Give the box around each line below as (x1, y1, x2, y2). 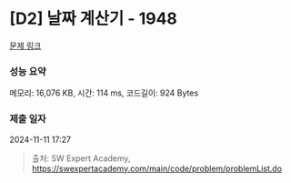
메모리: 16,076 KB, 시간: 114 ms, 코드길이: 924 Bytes (9, 87, 199, 98)
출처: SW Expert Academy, (31, 152, 131, 164)
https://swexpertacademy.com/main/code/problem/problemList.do (31, 163, 283, 174)
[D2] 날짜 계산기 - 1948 (9, 8, 177, 29)
